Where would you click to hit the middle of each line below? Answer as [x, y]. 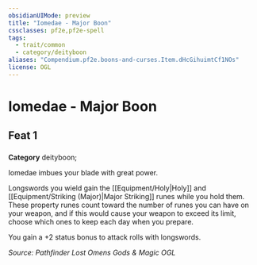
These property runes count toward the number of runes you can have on [129, 205]
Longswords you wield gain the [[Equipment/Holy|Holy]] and [107, 188]
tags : [17, 38]
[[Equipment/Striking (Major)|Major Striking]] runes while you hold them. [127, 197]
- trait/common [40, 45]
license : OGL [30, 67]
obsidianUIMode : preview [49, 15]
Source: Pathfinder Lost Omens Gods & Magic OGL [92, 253]
